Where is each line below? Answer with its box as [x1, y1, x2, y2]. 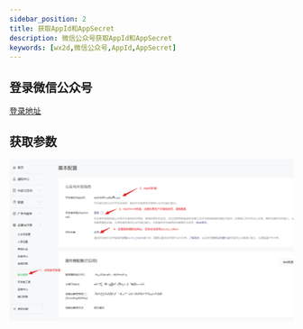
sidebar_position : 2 [9, 14, 87, 23]
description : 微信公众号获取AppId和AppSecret [9, 33, 173, 42]
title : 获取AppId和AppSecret [9, 23, 115, 33]
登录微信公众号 [9, 79, 93, 95]
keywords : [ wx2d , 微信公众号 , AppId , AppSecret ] [9, 43, 177, 52]
